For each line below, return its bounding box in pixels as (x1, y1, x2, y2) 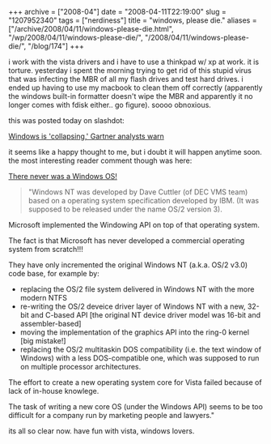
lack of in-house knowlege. (8, 386, 100, 395)
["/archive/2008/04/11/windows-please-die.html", (8, 24, 174, 33)
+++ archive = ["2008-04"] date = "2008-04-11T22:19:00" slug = (8, 7, 227, 16)
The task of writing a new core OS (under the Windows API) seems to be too (8, 402, 263, 412)
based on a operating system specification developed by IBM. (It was (28, 196, 260, 205)
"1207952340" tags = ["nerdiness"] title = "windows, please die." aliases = (8, 15, 257, 25)
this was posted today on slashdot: (8, 116, 125, 125)
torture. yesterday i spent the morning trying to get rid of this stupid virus (8, 66, 252, 75)
